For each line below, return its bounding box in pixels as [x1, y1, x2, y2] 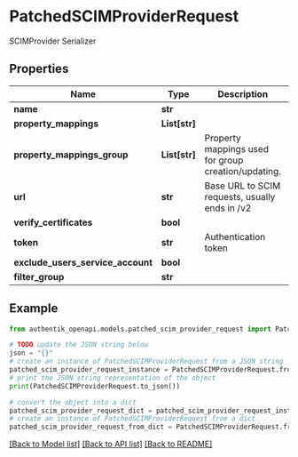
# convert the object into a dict [9, 397, 137, 406]
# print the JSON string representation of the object [9, 373, 216, 382]
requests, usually [204, 190, 276, 203]
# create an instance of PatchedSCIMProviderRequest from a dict [9, 414, 255, 423]
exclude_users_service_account [13, 256, 153, 269]
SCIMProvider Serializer [9, 36, 97, 46]
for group [204, 154, 244, 166]
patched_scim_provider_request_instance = [9, 365, 169, 374]
